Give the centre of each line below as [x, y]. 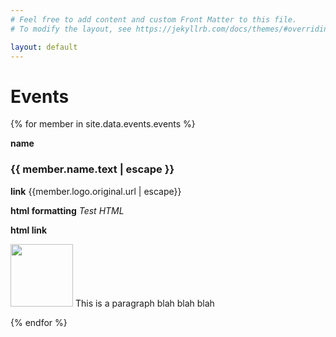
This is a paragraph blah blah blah [144, 303]
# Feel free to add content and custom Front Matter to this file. [154, 19]
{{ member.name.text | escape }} [92, 169]
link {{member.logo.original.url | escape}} [96, 191]
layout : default [44, 47]
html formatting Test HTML [67, 210]
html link [29, 230]
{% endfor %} [39, 322]
